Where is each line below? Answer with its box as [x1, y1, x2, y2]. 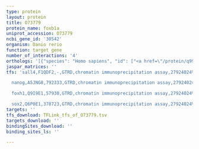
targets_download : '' [6, 118, 60, 124]
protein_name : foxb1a [6, 25, 60, 31]
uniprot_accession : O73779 [6, 31, 73, 37]
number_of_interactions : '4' [6, 53, 78, 59]
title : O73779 [6, 20, 41, 25]
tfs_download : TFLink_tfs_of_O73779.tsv [6, 112, 108, 118]
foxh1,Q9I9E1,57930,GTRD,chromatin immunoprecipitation [11, 90, 152, 96]
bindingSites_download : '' [6, 123, 73, 129]
